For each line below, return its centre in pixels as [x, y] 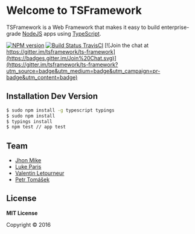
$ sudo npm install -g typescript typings [60, 110]
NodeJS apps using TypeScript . [62, 33]
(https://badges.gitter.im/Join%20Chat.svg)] [61, 58]
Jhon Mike [28, 160]
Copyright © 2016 [29, 224]
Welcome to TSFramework [74, 11]
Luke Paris [28, 167]
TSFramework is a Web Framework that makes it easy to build [83, 27]
